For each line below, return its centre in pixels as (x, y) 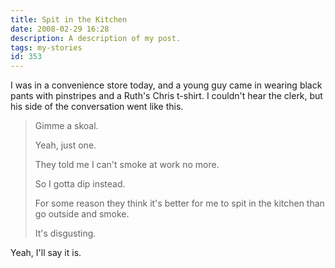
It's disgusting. (65, 233)
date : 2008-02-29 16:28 (60, 29)
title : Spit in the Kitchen (69, 19)
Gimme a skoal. (66, 126)
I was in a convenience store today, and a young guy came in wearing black (166, 85)
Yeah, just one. (65, 145)
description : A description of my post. (96, 38)
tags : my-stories (46, 47)
